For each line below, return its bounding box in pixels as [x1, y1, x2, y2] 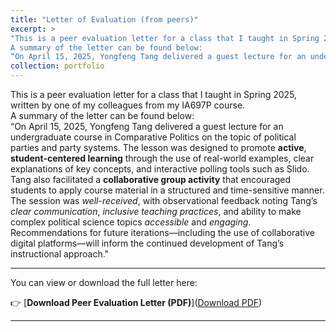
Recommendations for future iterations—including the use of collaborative [10, 227, 315, 238]
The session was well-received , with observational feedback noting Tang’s [10, 195, 318, 206]
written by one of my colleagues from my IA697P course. [10, 99, 246, 111]
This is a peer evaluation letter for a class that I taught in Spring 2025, [10, 89, 298, 100]
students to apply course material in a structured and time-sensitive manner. [10, 184, 325, 196]
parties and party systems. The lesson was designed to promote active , [10, 142, 307, 153]
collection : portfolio [10, 61, 105, 71]
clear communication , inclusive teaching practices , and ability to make [10, 206, 302, 217]
